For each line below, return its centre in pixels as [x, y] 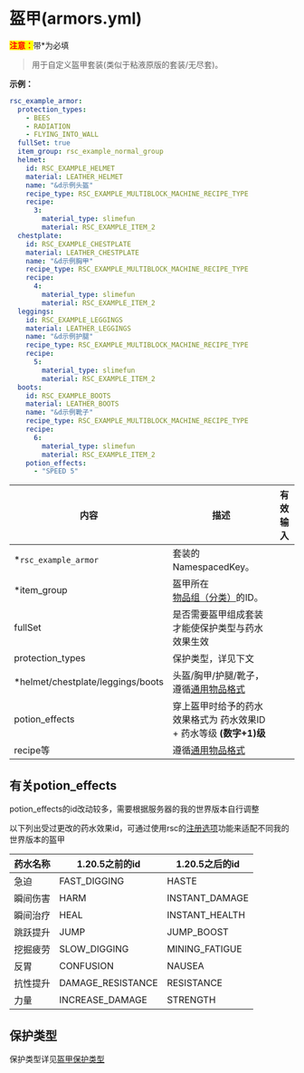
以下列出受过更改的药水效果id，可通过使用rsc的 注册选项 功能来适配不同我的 [149, 829]
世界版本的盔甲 [37, 839]
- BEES [38, 118]
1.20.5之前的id [109, 864]
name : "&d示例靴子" [59, 413]
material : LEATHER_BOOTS [72, 404]
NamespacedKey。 [214, 567]
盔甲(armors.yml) [76, 19]
